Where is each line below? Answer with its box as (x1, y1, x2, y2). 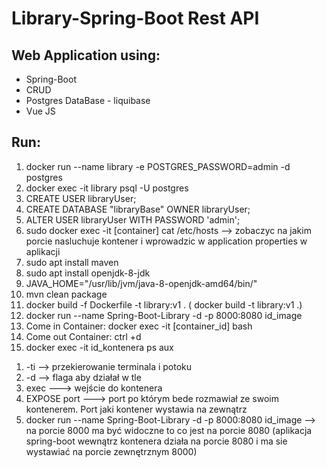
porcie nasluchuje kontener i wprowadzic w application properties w (25, 235, 308, 247)
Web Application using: (11, 47, 161, 64)
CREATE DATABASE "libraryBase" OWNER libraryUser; (25, 203, 251, 215)
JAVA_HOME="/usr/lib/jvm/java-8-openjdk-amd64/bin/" (25, 277, 258, 289)
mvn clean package (25, 288, 108, 300)
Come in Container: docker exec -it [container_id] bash (25, 320, 253, 332)
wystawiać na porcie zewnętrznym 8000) (25, 445, 198, 457)
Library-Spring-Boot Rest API (11, 7, 260, 30)
